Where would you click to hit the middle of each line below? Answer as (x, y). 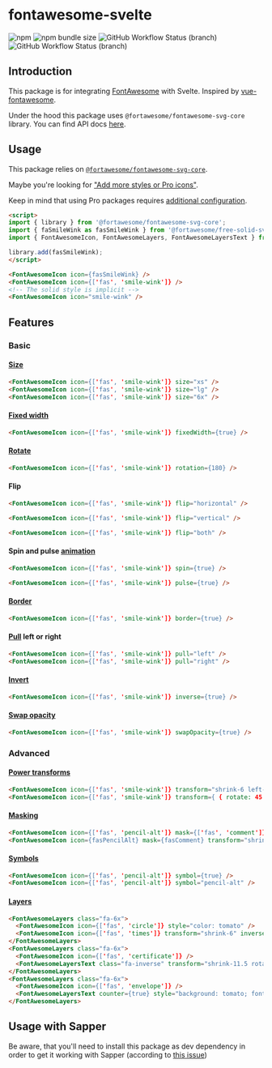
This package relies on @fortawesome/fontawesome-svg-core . (108, 169)
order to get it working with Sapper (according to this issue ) (108, 1054)
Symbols (23, 858)
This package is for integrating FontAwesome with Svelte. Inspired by (124, 91)
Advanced (29, 753)
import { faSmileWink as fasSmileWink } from (86, 230)
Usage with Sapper (57, 1027)
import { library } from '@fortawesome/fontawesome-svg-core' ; (117, 223)
